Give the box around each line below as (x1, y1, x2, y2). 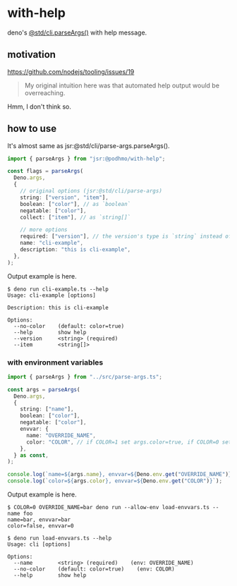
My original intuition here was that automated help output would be (24, 81, 220, 90)
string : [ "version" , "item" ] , (20, 194, 109, 201)
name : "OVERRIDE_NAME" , (25, 432, 97, 439)
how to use (7, 123, 57, 135)
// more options (20, 226, 68, 233)
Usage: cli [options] (7, 541, 71, 548)
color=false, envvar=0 (7, 523, 74, 530)
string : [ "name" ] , (20, 405, 74, 413)
